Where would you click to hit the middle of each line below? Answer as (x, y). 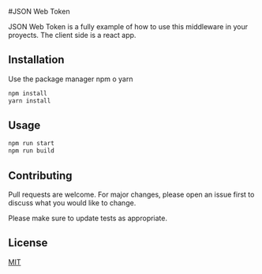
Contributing (40, 176)
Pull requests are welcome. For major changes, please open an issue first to (131, 194)
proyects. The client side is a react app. (72, 35)
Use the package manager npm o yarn (71, 79)
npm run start (32, 144)
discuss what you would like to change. (72, 203)
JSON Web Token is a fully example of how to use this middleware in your (128, 26)
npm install (28, 93)
